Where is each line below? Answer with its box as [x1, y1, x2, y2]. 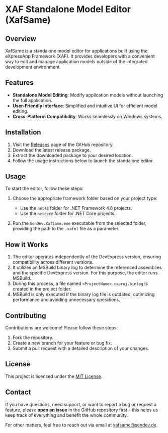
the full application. [12, 97, 53, 103]
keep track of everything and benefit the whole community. [5, 412, 128, 418]
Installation [5, 128, 41, 137]
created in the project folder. [12, 286, 72, 292]
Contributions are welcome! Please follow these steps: [5, 325, 118, 331]
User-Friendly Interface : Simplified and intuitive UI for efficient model [12, 103, 157, 109]
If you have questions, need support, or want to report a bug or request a [5, 401, 157, 407]
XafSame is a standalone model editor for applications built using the [5, 48, 148, 54]
